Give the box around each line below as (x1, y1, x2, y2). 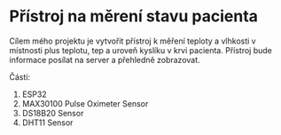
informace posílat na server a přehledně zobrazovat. (9, 54, 201, 65)
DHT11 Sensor (21, 117, 74, 128)
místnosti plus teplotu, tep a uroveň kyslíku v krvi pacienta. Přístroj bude (9, 44, 272, 55)
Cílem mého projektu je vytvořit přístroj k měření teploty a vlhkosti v (9, 36, 256, 46)
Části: (9, 71, 31, 82)
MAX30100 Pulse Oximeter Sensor (21, 98, 149, 108)
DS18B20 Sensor (21, 107, 84, 118)
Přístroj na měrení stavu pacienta (9, 6, 259, 27)
